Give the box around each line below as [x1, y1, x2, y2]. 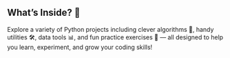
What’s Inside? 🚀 [7, 7, 81, 19]
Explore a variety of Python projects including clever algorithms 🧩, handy [7, 25, 214, 33]
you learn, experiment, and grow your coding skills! [7, 43, 153, 51]
